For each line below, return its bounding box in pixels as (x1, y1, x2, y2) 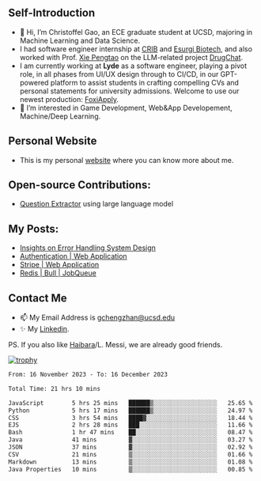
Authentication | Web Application (19, 252, 128, 261)
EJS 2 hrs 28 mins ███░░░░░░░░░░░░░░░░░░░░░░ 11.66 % (8, 421, 253, 430)
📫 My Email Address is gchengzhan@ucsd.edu (19, 312, 176, 323)
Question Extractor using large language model (19, 199, 174, 209)
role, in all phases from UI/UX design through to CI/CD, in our (19, 69, 219, 78)
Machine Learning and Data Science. (19, 36, 141, 45)
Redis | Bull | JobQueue (19, 268, 96, 278)
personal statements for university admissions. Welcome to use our (19, 86, 240, 96)
